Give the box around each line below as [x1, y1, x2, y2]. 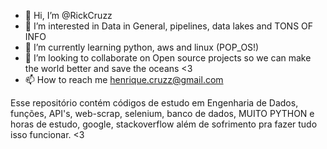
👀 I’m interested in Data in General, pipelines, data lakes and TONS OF [24, 20, 314, 32]
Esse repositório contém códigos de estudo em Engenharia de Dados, [10, 97, 299, 109]
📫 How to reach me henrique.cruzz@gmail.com [24, 74, 224, 85]
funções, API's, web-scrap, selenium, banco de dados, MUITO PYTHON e [10, 108, 315, 119]
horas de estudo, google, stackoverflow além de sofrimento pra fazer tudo [10, 118, 318, 130]
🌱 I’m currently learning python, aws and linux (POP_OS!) [24, 41, 260, 53]
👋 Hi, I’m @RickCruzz [24, 10, 113, 21]
